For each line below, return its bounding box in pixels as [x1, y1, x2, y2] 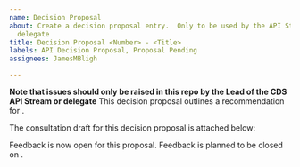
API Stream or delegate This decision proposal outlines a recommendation [9, 96, 285, 107]
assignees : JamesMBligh [9, 54, 98, 63]
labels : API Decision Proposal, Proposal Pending [9, 46, 198, 55]
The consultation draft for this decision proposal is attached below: [9, 123, 256, 133]
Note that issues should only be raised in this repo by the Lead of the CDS [9, 86, 287, 97]
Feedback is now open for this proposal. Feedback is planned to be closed [9, 139, 284, 150]
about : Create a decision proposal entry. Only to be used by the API [9, 21, 281, 30]
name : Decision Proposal [9, 12, 102, 22]
